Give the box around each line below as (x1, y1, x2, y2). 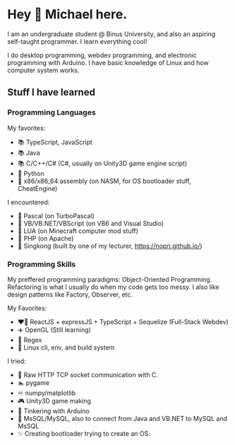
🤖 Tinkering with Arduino (17, 406, 90, 415)
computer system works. (7, 66, 80, 74)
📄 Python (17, 169, 44, 177)
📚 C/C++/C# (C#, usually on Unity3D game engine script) (17, 159, 188, 167)
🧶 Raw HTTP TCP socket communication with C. (17, 370, 159, 379)
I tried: (7, 357, 26, 365)
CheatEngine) (17, 184, 58, 193)
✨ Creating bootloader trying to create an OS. (17, 429, 150, 437)
